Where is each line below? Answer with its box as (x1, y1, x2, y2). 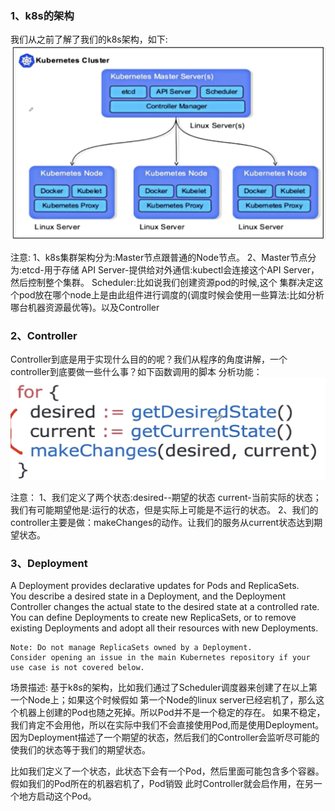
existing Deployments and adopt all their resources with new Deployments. (10, 622, 319, 634)
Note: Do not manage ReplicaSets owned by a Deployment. (10, 643, 253, 653)
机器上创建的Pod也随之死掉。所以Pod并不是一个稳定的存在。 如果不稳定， (18, 707, 326, 719)
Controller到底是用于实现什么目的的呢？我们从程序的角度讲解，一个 (10, 353, 288, 365)
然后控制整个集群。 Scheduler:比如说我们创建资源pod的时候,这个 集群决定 (10, 276, 315, 288)
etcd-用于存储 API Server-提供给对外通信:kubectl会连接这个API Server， (21, 263, 320, 276)
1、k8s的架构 (10, 8, 75, 22)
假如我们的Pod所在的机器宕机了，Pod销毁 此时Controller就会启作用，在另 (10, 778, 314, 790)
